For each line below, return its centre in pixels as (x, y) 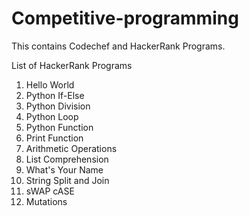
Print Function (54, 138)
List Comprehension (67, 159)
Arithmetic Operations (71, 148)
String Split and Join (67, 180)
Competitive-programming (125, 18)
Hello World (50, 84)
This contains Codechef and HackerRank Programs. (118, 46)
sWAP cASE (50, 191)
